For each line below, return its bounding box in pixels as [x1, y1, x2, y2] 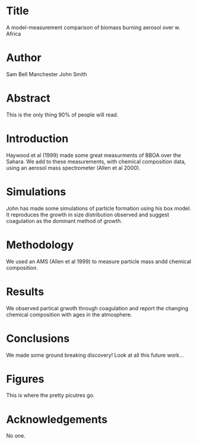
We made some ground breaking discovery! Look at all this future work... [6, 351, 184, 358]
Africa [6, 30, 21, 37]
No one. [6, 432, 26, 439]
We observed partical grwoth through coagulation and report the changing [6, 304, 189, 311]
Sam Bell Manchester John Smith [6, 70, 87, 78]
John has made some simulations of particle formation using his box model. [6, 204, 192, 212]
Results [6, 285, 45, 298]
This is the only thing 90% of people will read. [6, 111, 119, 118]
